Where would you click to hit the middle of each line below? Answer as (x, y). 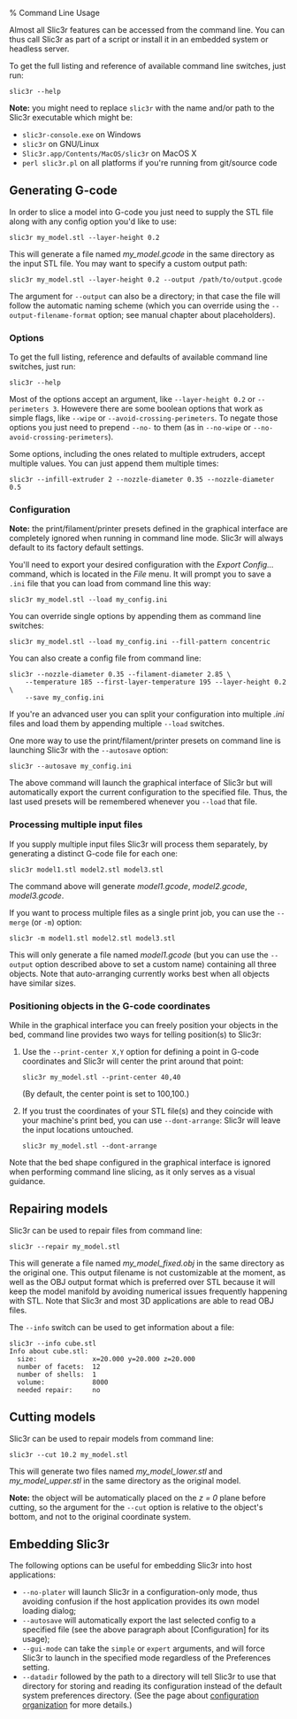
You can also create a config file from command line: (105, 658)
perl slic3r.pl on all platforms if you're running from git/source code (149, 163)
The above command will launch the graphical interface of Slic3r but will (141, 783)
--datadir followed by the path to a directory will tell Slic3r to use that (149, 1676)
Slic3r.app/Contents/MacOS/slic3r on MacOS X (109, 153)
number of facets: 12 (59, 1367)
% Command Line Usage (54, 13)
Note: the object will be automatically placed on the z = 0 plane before (138, 1498)
